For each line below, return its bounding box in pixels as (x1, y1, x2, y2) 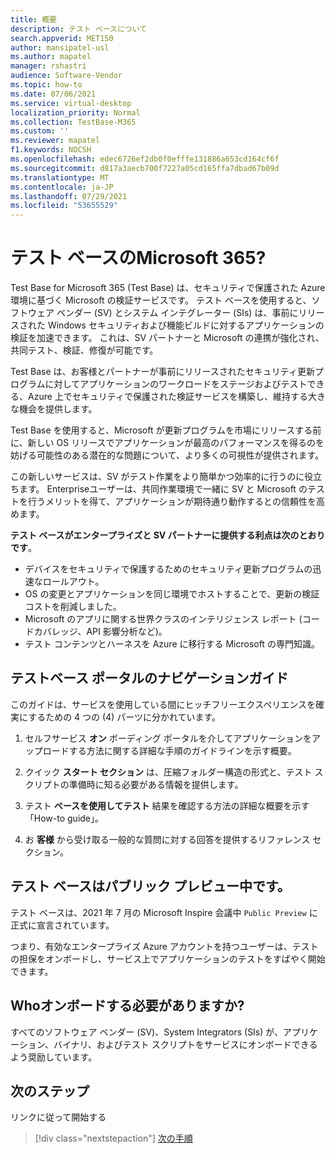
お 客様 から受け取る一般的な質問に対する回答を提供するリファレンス (24, 833, 311, 845)
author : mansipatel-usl (10, 42, 110, 53)
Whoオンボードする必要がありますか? (10, 997, 245, 1015)
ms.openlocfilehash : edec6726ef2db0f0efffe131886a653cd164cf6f (10, 154, 280, 164)
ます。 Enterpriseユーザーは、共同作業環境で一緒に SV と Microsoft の (18, 483, 308, 495)
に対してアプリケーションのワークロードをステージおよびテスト (44, 378, 308, 390)
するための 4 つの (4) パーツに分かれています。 (28, 711, 222, 723)
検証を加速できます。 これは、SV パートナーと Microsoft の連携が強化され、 (10, 332, 325, 344)
